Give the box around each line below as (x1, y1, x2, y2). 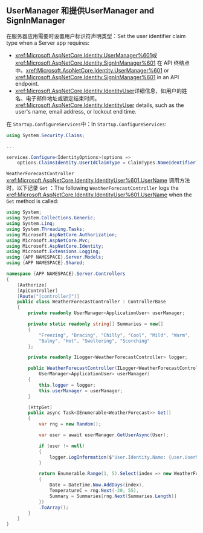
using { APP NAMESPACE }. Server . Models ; (6, 254, 104, 260)
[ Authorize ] (17, 282, 47, 288)
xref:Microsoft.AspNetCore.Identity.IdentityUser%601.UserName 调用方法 (6, 177, 190, 184)
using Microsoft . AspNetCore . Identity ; (6, 243, 104, 249)
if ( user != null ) (38, 443, 85, 449)
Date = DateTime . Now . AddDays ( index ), (49, 482, 145, 488)
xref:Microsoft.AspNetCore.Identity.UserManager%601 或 (14, 51, 158, 59)
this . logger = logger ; (38, 382, 96, 388)
